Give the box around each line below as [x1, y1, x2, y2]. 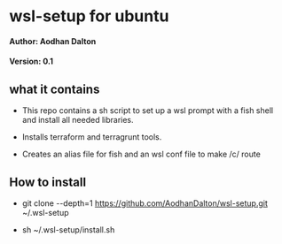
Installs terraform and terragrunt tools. [21, 132, 162, 142]
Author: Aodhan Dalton [9, 35, 97, 46]
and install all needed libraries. [21, 115, 135, 126]
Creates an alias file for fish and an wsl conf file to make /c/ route [21, 149, 262, 160]
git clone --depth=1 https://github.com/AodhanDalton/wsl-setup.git [21, 198, 268, 209]
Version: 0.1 [9, 56, 54, 67]
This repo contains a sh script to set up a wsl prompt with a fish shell [21, 105, 273, 116]
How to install [9, 174, 87, 189]
